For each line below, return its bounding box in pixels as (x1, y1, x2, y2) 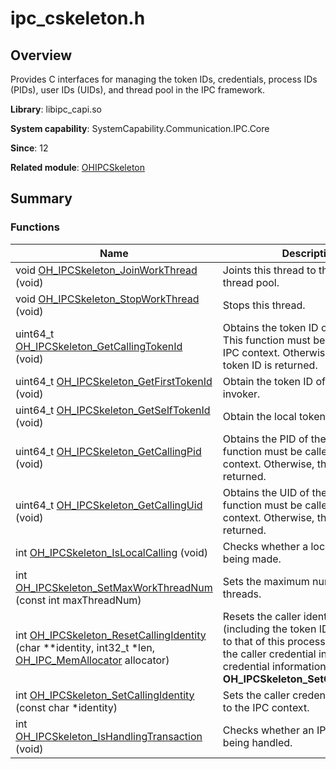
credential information (222, 659, 327, 673)
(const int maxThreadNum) (15, 593, 142, 607)
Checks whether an (222, 723, 315, 737)
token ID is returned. (222, 358, 318, 372)
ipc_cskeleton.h (10, 7, 146, 30)
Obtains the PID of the (222, 432, 327, 446)
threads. (222, 587, 262, 601)
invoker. (222, 387, 261, 401)
